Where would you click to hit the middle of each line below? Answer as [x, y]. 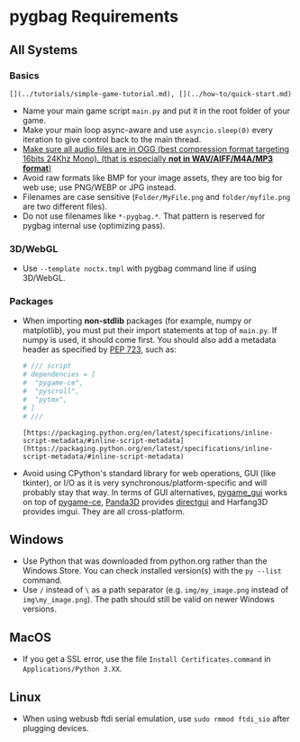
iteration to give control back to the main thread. [112, 139]
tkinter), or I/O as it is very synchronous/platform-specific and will [145, 483]
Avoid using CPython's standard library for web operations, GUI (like [149, 473]
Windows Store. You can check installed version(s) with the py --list [152, 571]
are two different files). [65, 206]
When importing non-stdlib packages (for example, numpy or [137, 321]
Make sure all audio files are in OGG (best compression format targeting [156, 149]
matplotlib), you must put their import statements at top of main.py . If [150, 330]
